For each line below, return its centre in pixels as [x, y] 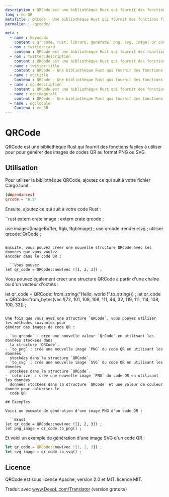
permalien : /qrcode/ [28, 24]
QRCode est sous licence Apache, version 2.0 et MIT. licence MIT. [74, 479]
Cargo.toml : [18, 185]
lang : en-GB [19, 15]
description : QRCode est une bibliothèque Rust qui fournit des [75, 10]
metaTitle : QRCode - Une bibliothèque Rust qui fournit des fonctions [82, 19]
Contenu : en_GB [31, 108]
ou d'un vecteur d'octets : [32, 284]
